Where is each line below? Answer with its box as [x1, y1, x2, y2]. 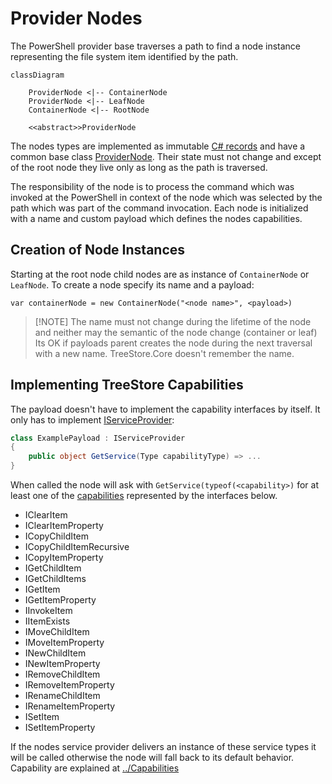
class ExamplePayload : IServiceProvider [10, 433, 186, 443]
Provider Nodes [10, 7, 143, 30]
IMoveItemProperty [24, 637, 105, 649]
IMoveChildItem [24, 626, 90, 638]
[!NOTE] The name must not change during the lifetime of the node [34, 315, 312, 327]
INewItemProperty [24, 658, 101, 670]
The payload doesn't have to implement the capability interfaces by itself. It [10, 403, 321, 415]
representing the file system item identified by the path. [10, 50, 239, 62]
